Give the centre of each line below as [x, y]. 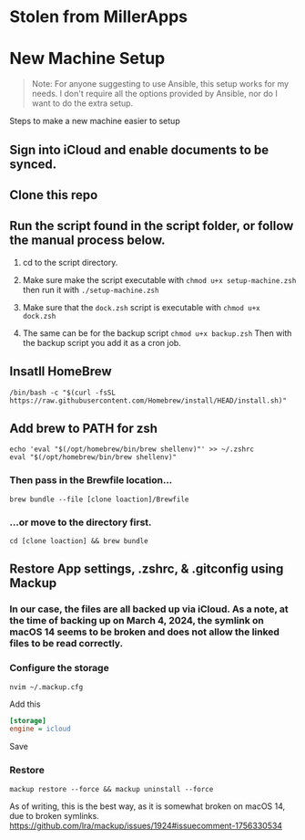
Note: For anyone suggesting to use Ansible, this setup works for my [160, 84]
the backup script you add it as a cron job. [102, 342]
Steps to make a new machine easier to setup [95, 121]
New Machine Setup [87, 59]
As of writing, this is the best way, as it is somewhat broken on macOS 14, [147, 806]
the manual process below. [87, 241]
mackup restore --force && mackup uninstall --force [112, 789]
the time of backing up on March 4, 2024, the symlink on [137, 621]
